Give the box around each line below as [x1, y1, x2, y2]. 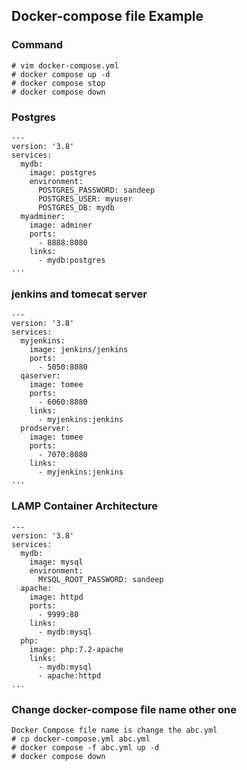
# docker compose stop [11, 78, 106, 88]
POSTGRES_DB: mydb [37, 202, 115, 213]
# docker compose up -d [11, 69, 111, 79]
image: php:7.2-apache [29, 644, 124, 654]
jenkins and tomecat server [11, 287, 148, 301]
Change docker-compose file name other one [11, 702, 238, 716]
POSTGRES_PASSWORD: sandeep [37, 185, 156, 195]
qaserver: [20, 371, 61, 381]
